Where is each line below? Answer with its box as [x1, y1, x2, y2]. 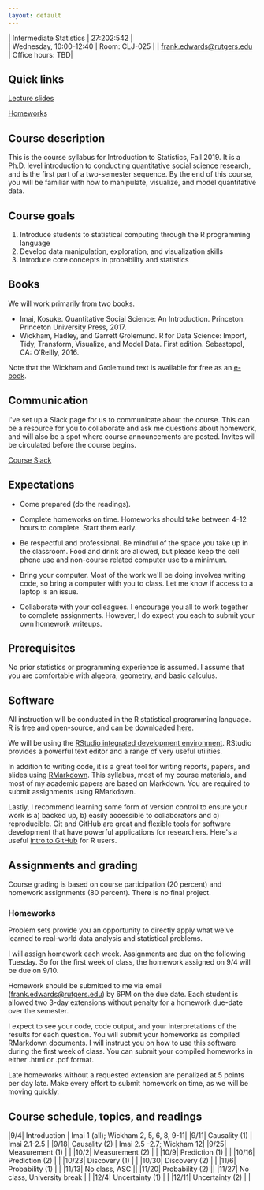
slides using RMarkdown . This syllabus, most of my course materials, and [8, 770, 247, 780]
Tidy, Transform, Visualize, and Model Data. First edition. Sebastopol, [19, 339, 245, 348]
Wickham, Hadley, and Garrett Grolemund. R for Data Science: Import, [19, 330, 247, 340]
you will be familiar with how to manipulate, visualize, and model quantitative [8, 178, 257, 188]
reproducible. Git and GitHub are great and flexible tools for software [8, 819, 231, 828]
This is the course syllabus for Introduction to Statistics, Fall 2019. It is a [8, 153, 241, 162]
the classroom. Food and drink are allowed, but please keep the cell [19, 546, 240, 556]
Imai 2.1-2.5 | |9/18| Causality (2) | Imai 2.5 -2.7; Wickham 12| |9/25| [8, 1140, 227, 1149]
